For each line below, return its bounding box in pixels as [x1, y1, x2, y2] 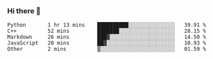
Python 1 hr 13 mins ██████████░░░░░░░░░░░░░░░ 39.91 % [7, 22, 207, 29]
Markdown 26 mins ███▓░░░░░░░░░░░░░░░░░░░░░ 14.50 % [7, 34, 207, 40]
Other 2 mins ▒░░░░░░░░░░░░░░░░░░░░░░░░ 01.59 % [7, 46, 207, 53]
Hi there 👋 [7, 6, 42, 16]
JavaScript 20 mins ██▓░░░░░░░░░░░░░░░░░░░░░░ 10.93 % [7, 40, 207, 47]
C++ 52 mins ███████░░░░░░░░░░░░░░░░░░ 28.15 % [7, 27, 207, 35]
